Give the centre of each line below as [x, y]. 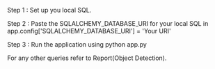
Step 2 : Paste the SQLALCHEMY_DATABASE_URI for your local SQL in [108, 23]
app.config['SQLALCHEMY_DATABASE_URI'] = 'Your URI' [89, 31]
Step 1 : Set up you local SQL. [49, 10]
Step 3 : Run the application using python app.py [77, 44]
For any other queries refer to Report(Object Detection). [87, 58]
